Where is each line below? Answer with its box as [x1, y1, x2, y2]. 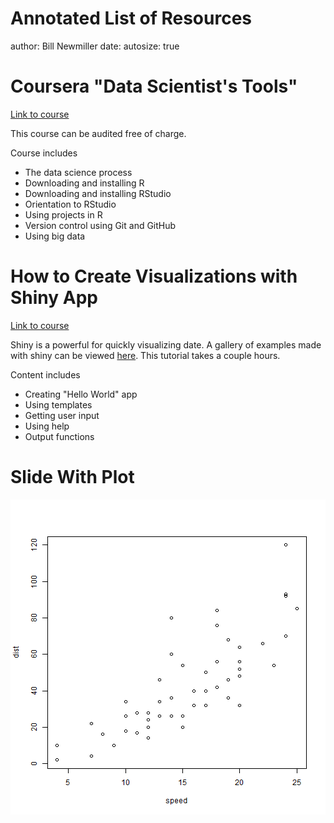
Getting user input [24, 409, 100, 421]
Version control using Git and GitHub [24, 219, 177, 231]
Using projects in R [24, 208, 103, 221]
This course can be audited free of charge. [10, 127, 187, 139]
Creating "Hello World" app [24, 388, 138, 400]
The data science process [24, 166, 133, 178]
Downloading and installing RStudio [24, 187, 172, 199]
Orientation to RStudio [24, 198, 117, 210]
